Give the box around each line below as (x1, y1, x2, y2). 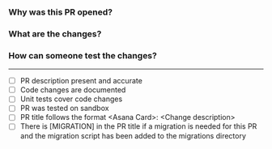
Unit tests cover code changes (19, 94, 123, 104)
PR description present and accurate (19, 76, 143, 86)
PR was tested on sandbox (19, 104, 109, 113)
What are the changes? (8, 28, 102, 39)
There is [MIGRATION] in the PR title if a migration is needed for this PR (19, 121, 257, 131)
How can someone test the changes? (8, 49, 158, 61)
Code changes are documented (19, 85, 126, 95)
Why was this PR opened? (8, 6, 113, 18)
